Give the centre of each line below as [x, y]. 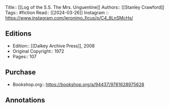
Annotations [25, 100]
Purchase [21, 72]
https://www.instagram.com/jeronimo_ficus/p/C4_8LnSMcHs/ [69, 18]
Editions [18, 34]
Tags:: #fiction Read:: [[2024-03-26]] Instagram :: [57, 13]
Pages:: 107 [24, 56]
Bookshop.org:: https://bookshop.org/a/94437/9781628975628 [78, 84]
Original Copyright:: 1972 [38, 51]
